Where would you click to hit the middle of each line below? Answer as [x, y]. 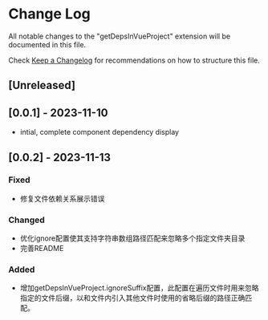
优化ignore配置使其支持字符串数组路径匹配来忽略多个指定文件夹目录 [132, 238]
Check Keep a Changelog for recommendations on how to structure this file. [134, 60]
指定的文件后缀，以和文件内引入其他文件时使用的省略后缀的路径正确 [132, 298]
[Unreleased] [42, 85]
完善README [42, 249]
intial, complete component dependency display [99, 132]
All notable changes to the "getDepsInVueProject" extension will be [120, 36]
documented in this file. [47, 44]
